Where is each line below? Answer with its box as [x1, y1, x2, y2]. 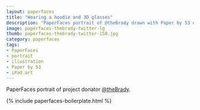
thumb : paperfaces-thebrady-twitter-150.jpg [6, 31, 118, 37]
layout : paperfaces [6, 8, 55, 15]
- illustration [6, 58, 44, 64]
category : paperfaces [6, 36, 60, 42]
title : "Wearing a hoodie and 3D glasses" [6, 14, 113, 20]
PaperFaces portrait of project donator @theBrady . [6, 86, 131, 93]
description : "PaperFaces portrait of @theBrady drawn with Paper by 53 [6, 20, 190, 26]
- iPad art [6, 70, 33, 76]
